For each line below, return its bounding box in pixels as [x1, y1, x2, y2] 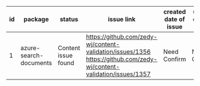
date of [164, 15, 186, 23]
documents [20, 59, 52, 67]
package [23, 15, 49, 23]
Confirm [163, 55, 186, 63]
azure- [20, 44, 40, 52]
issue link [108, 15, 136, 23]
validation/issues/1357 [86, 70, 151, 78]
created [163, 8, 186, 16]
